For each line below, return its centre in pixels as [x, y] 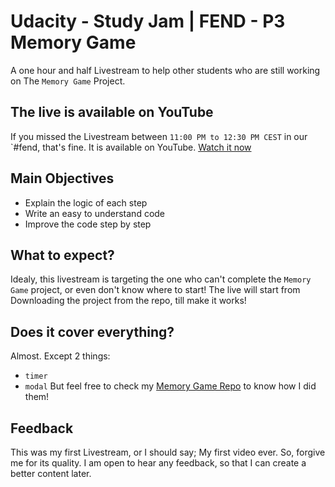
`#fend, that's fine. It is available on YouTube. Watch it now [131, 147]
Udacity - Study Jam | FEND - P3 [148, 21]
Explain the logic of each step [86, 202]
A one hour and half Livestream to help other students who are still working [165, 70]
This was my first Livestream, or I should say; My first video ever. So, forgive [168, 452]
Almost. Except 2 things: [60, 356]
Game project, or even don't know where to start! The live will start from [155, 290]
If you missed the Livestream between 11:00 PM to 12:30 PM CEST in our [159, 136]
